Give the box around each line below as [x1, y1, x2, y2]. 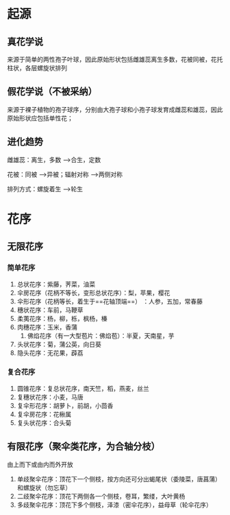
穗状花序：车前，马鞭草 [16, 306, 84, 314]
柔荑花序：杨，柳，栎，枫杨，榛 [16, 314, 107, 323]
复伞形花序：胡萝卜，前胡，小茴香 [16, 401, 114, 409]
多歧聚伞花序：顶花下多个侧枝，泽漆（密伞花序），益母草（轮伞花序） [16, 501, 212, 509]
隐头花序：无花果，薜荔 [16, 348, 84, 357]
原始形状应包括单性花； [7, 114, 73, 122]
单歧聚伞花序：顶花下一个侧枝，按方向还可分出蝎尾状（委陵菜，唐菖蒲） [16, 474, 221, 483]
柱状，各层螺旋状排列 [7, 64, 67, 72]
